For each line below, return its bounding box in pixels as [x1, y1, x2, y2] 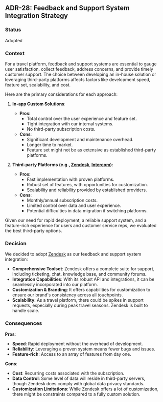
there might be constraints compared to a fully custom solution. [12, 391, 140, 397]
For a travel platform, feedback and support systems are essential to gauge [5, 61, 157, 67]
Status [5, 27, 21, 33]
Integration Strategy [5, 12, 68, 20]
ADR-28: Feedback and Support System [5, 4, 130, 12]
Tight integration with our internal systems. [26, 120, 114, 127]
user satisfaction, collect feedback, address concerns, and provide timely [5, 66, 153, 72]
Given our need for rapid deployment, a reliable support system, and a [5, 217, 147, 223]
